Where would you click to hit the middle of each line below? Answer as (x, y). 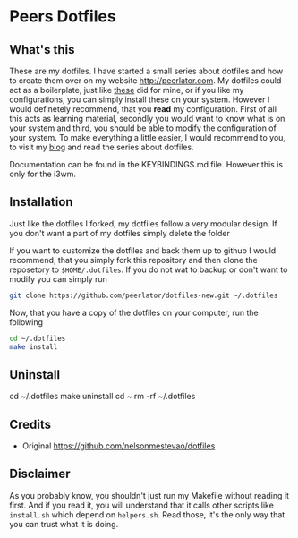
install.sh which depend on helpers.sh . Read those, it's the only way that (147, 514)
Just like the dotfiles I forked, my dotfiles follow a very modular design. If (143, 223)
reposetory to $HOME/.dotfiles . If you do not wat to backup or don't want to (149, 269)
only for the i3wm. (43, 174)
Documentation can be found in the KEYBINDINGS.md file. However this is (146, 164)
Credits (30, 424)
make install (34, 346)
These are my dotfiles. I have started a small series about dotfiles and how (146, 71)
